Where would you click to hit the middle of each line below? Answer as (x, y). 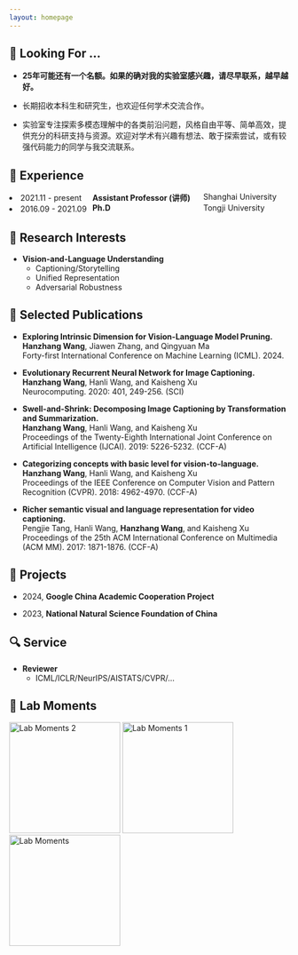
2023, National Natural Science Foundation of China (120, 613)
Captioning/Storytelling (78, 268)
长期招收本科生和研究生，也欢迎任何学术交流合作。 (115, 106)
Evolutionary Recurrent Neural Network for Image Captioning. (138, 372)
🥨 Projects (38, 575)
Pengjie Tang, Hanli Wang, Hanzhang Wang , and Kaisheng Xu (136, 528)
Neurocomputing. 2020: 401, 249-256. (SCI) (103, 391)
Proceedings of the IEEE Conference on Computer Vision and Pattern (148, 482)
